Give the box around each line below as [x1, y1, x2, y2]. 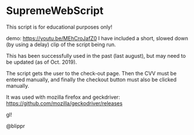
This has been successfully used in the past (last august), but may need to [6, 52, 186, 59]
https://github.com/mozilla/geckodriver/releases [6, 99, 123, 106]
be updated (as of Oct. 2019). [6, 58, 77, 65]
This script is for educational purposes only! [6, 23, 113, 30]
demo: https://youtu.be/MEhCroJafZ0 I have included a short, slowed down [6, 34, 189, 41]
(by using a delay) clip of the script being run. [6, 41, 116, 48]
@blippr [6, 122, 25, 129]
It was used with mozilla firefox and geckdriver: [6, 94, 120, 101]
